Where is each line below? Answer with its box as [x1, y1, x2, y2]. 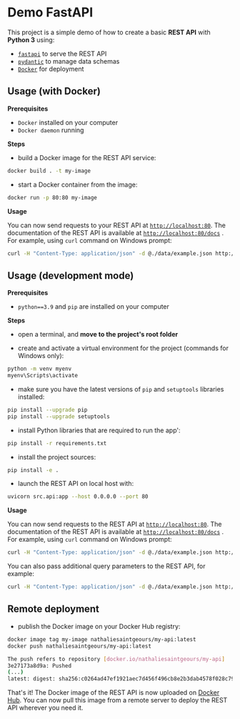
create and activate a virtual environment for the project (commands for [17, 344, 229, 352]
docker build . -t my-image [7, 167, 91, 174]
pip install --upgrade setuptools [7, 412, 111, 420]
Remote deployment [7, 603, 100, 615]
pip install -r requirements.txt [7, 440, 107, 447]
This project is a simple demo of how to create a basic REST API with [7, 28, 211, 36]
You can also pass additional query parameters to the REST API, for [7, 562, 206, 570]
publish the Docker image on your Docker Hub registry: [17, 622, 181, 630]
